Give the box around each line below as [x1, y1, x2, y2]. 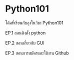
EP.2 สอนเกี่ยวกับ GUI [5, 40, 45, 46]
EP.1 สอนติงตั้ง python [5, 30, 46, 36]
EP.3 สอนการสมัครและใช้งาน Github [5, 50, 69, 56]
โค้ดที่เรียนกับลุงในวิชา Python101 [5, 20, 63, 26]
